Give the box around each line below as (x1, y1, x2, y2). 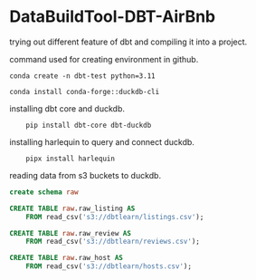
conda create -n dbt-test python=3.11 (9, 71, 156, 81)
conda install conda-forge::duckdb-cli (9, 87, 160, 96)
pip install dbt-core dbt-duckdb (25, 121, 152, 130)
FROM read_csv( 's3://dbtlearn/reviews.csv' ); (25, 237, 201, 246)
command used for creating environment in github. (9, 53, 199, 64)
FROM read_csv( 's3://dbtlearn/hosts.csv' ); (25, 262, 193, 271)
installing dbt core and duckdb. (9, 102, 125, 114)
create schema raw (9, 188, 79, 197)
